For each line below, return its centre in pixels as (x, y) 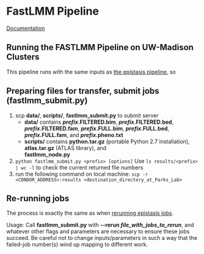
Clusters (23, 57)
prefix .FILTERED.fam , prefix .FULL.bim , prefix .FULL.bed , (97, 128)
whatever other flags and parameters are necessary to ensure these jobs (98, 231)
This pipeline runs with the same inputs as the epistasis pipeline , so (91, 72)
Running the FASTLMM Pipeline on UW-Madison (100, 47)
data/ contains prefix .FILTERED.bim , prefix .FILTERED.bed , (99, 122)
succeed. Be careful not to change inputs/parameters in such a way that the (102, 238)
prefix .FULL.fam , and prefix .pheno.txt (74, 135)
